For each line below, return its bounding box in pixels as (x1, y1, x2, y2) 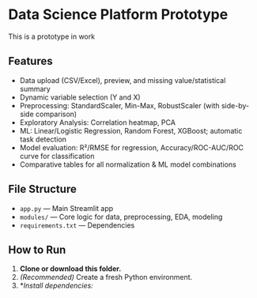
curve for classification (19, 151, 95, 160)
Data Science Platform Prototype (8, 6, 229, 24)
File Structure (8, 183, 77, 196)
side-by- (221, 100, 250, 110)
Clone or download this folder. (19, 264, 122, 273)
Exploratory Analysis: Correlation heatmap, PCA (19, 117, 176, 127)
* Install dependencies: (19, 281, 93, 290)
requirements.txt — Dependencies (19, 220, 135, 230)
